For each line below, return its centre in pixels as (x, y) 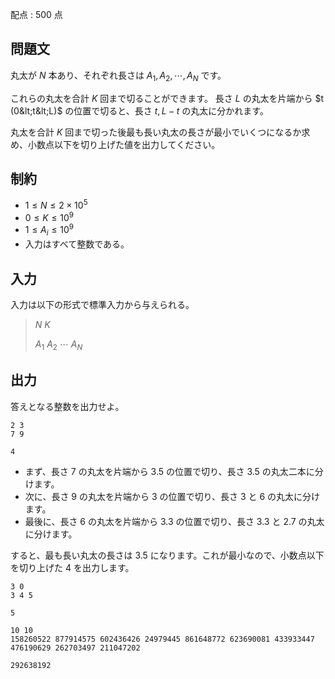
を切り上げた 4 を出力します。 (72, 567)
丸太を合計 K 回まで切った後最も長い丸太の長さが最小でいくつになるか (156, 132)
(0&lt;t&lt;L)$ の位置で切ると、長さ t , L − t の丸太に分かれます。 (139, 110)
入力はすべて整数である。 (77, 244)
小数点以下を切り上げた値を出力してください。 (124, 144)
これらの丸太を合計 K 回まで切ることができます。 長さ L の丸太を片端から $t (167, 98)
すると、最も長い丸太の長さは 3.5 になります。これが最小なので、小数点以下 (167, 555)
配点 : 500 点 (36, 14)
